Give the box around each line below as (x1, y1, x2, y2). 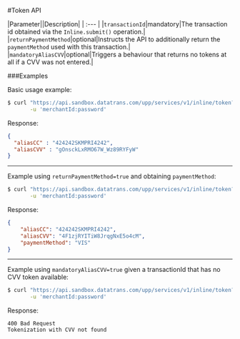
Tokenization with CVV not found (7, 326, 107, 334)
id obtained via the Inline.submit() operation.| (7, 28, 146, 36)
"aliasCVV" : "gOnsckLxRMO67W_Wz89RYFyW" (14, 146, 139, 153)
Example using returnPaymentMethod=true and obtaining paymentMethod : (7, 172, 216, 181)
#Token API (7, 6, 41, 14)
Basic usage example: (7, 86, 72, 93)
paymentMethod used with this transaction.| (7, 43, 131, 51)
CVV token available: (7, 273, 69, 281)
